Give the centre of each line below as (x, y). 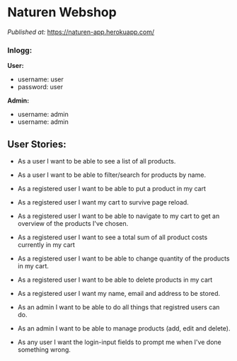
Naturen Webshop (62, 12)
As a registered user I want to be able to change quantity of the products (123, 258)
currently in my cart (46, 245)
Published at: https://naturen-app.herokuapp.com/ (81, 32)
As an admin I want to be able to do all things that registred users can (118, 307)
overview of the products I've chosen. (73, 224)
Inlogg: (20, 50)
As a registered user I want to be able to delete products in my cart (115, 280)
